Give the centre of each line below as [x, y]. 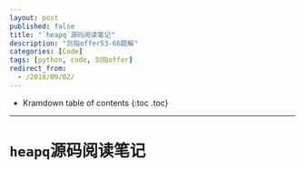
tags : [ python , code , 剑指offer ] [71, 60]
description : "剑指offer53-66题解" [74, 43]
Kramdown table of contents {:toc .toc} [95, 103]
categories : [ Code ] [46, 52]
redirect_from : [38, 69]
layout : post [34, 18]
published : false [42, 26]
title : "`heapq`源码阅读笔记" [62, 35]
